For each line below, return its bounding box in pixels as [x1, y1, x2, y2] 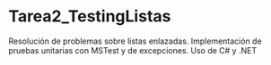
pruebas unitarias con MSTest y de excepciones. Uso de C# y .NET [8, 45, 258, 55]
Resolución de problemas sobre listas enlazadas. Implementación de [8, 36, 262, 46]
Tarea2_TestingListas [8, 6, 171, 27]
